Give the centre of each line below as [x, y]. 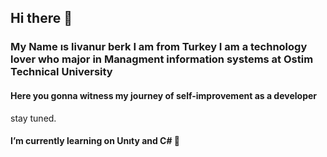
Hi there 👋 [41, 18]
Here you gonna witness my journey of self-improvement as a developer [164, 95]
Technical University [61, 72]
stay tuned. [33, 118]
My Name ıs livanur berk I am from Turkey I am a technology [159, 47]
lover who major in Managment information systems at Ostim [162, 59]
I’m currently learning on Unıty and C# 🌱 [95, 141]
